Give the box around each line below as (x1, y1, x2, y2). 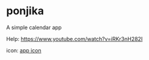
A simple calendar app (6, 24, 62, 31)
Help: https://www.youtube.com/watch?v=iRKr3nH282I (6, 35, 143, 42)
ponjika (6, 4, 44, 18)
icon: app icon (6, 46, 42, 54)
